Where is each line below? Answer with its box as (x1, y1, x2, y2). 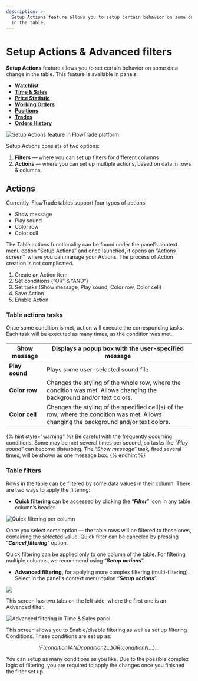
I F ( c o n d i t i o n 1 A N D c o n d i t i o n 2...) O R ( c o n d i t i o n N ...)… (38, 644, 160, 651)
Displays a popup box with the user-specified (51, 344, 184, 353)
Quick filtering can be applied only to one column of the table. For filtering (6, 551, 186, 558)
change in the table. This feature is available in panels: (6, 71, 138, 78)
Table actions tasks (6, 311, 63, 319)
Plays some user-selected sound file (47, 366, 149, 374)
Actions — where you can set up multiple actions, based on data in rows (14, 160, 192, 167)
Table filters (6, 466, 41, 475)
